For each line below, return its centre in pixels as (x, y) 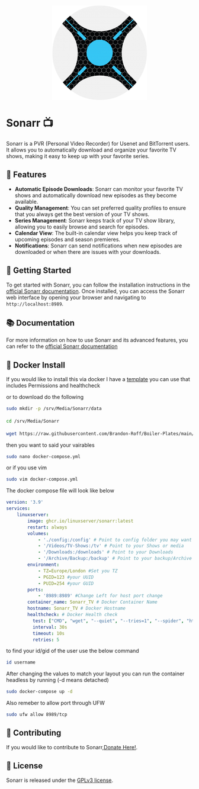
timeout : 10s (49, 633)
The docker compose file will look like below (60, 491)
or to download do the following (45, 397)
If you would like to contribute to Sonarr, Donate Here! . (72, 747)
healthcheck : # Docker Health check (73, 615)
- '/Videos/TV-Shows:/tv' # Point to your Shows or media (111, 546)
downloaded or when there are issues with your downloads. (88, 252)
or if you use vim (27, 468)
